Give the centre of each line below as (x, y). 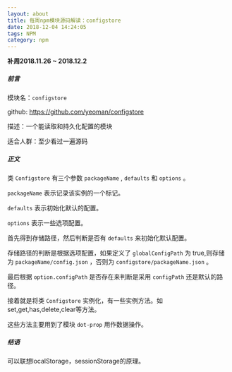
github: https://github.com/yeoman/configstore (76, 112)
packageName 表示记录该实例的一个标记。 (66, 193)
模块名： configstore (37, 98)
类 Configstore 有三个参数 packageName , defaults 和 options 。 (98, 178)
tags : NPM (22, 34)
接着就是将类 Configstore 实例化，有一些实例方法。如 (85, 301)
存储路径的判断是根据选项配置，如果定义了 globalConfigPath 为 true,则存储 (116, 253)
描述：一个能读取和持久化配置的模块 (60, 126)
